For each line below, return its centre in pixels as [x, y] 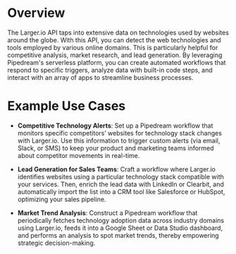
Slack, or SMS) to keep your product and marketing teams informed [116, 148]
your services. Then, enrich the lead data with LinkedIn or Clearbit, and [120, 184]
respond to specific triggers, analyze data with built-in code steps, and [110, 70]
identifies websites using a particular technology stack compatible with [120, 176]
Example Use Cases [67, 106]
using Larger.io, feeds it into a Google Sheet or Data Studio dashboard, [120, 228]
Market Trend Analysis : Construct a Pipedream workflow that [107, 212]
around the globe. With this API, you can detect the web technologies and [114, 40]
